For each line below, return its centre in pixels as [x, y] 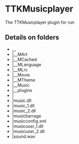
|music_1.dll [23, 105]
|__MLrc [20, 70]
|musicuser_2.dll [28, 131]
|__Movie [21, 75]
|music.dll [22, 101]
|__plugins [22, 90]
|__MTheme [24, 80]
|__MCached [24, 59]
